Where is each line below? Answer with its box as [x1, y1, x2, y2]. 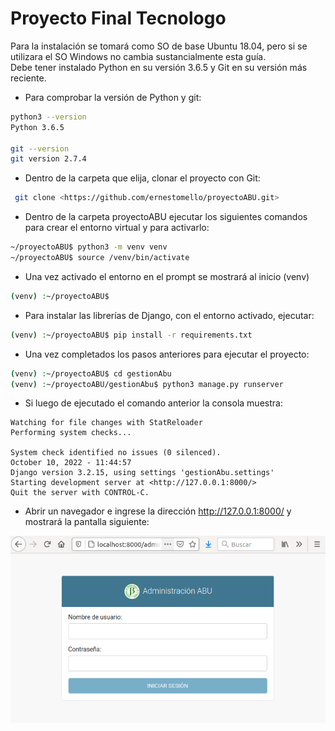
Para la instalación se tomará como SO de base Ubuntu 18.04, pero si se [10, 40, 308, 52]
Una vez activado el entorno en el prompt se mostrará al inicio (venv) [24, 270, 310, 282]
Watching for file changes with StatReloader [10, 418, 203, 428]
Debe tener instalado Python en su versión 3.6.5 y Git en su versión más [10, 61, 308, 73]
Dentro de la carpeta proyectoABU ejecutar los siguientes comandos [24, 211, 308, 223]
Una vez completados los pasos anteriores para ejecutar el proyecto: [24, 348, 310, 360]
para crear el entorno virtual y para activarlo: [24, 222, 210, 234]
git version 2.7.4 [10, 154, 87, 164]
